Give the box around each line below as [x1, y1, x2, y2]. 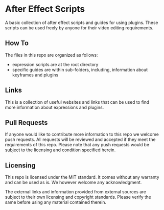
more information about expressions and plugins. [5, 104, 104, 110]
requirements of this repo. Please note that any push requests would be [5, 142, 149, 148]
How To [5, 39, 29, 47]
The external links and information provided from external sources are [5, 189, 146, 195]
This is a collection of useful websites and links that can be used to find [5, 99, 149, 105]
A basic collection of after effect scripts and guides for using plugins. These [5, 20, 158, 25]
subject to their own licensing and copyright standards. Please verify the [5, 194, 151, 200]
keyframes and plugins [12, 72, 59, 78]
